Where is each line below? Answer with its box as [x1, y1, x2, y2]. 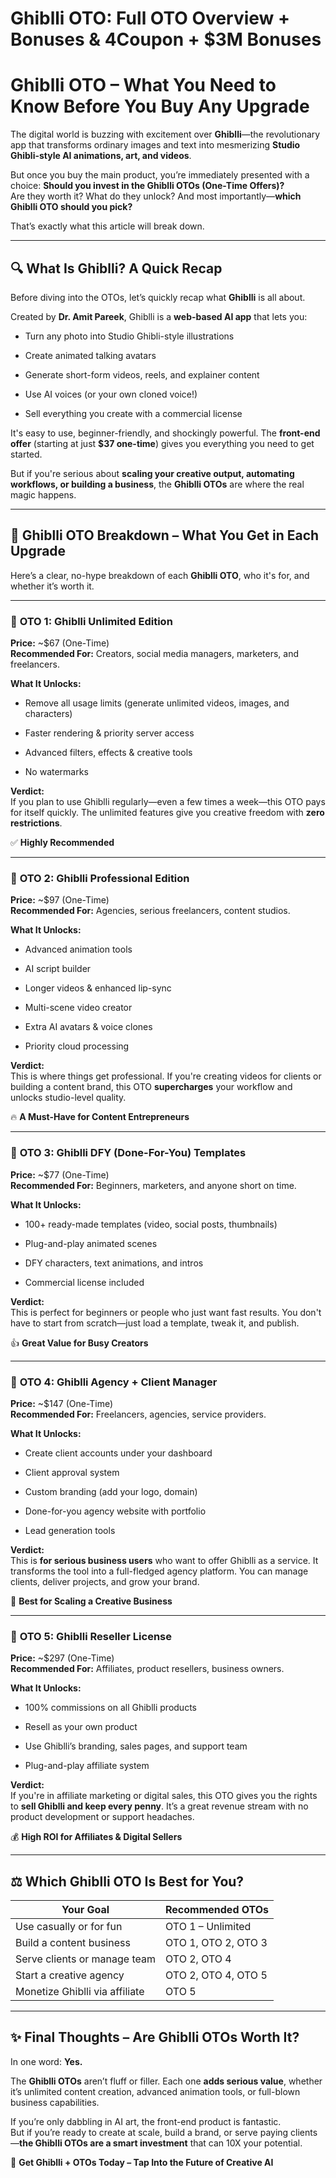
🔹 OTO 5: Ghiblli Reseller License [10, 1629, 172, 1643]
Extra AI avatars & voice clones [24, 1021, 153, 1033]
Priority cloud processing [24, 1040, 130, 1052]
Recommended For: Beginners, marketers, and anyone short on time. [10, 1179, 297, 1191]
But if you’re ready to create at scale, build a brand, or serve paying [10, 2126, 289, 2138]
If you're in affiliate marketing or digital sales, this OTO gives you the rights [10, 1790, 318, 1802]
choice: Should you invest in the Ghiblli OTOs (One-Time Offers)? [10, 180, 285, 192]
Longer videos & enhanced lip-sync [24, 982, 172, 994]
